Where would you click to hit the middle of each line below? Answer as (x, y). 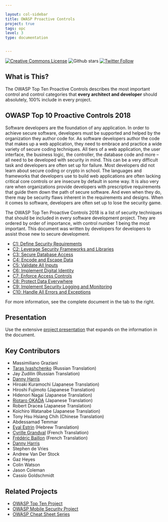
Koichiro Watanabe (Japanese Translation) (56, 411)
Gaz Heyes (24, 459)
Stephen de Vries (30, 449)
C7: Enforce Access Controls (42, 276)
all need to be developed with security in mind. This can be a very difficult (81, 160)
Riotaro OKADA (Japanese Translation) (52, 400)
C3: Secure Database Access (43, 254)
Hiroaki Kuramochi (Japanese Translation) (56, 384)
